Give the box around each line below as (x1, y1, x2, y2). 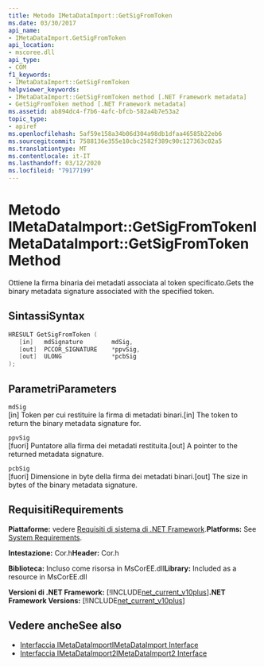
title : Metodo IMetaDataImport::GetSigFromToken (8, 11, 173, 20)
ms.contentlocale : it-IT (8, 152, 91, 160)
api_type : (8, 56, 41, 64)
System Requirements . (8, 532, 83, 542)
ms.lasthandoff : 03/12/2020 (8, 160, 102, 168)
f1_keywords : (8, 71, 52, 79)
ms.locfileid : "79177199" (8, 167, 94, 175)
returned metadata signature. (8, 449, 104, 459)
